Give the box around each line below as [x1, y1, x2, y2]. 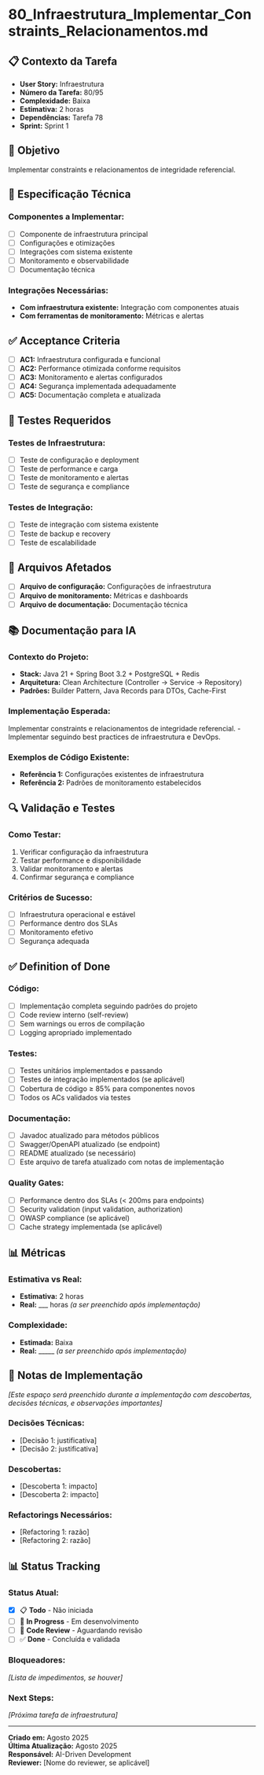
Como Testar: [8, 829, 61, 840]
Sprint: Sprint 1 [19, 121, 69, 131]
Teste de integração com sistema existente [19, 520, 159, 529]
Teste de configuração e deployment [19, 455, 140, 464]
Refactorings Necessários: [8, 1510, 112, 1521]
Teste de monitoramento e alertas [19, 473, 130, 483]
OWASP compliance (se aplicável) [19, 1213, 130, 1222]
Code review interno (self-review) [19, 1010, 129, 1019]
